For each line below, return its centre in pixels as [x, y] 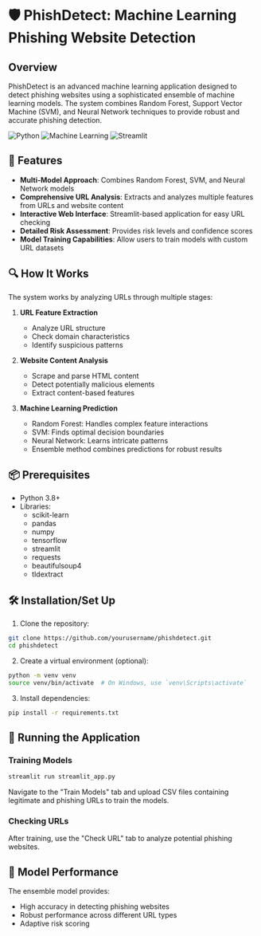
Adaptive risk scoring [55, 924]
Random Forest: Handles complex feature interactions [120, 423]
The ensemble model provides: [59, 891]
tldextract [47, 574]
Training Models [41, 760]
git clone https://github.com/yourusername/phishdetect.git [110, 639]
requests [46, 557]
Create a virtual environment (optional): [84, 661]
